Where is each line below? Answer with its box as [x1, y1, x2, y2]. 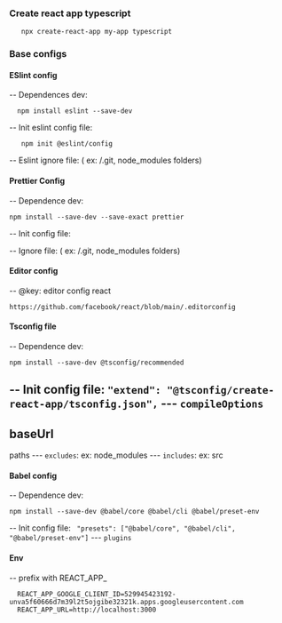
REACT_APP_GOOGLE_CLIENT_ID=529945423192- [17, 589, 176, 598]
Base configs [9, 48, 67, 60]
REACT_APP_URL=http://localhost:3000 [17, 605, 157, 614]
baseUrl [9, 426, 54, 442]
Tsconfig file [9, 321, 57, 331]
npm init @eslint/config [20, 140, 114, 148]
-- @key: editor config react [9, 285, 112, 296]
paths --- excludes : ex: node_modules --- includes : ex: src [9, 450, 223, 460]
